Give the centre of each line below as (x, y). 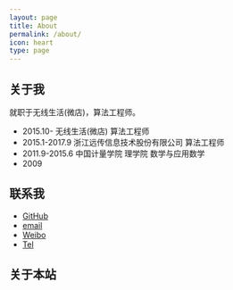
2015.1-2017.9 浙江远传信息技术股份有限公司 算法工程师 (123, 142)
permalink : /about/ (46, 34)
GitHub (35, 216)
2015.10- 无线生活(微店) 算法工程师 (86, 131)
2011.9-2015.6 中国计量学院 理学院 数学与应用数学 (113, 153)
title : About (33, 26)
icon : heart (31, 42)
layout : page (33, 17)
